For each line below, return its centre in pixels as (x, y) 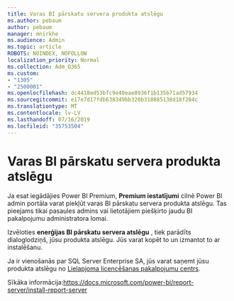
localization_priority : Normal (54, 60)
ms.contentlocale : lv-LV (44, 113)
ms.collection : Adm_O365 (44, 67)
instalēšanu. (25, 247)
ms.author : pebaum (34, 21)
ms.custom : (23, 73)
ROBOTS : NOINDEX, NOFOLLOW (47, 54)
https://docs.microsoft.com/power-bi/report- (128, 283)
